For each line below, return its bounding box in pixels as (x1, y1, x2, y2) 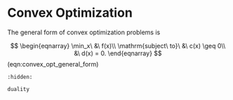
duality (7, 85, 30, 92)
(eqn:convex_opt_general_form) (7, 59, 99, 68)
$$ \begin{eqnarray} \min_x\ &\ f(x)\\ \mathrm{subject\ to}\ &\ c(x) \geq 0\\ (10, 41, 226, 50)
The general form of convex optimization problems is (7, 28, 161, 36)
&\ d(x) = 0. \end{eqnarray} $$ (73, 49, 163, 57)
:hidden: (7, 73, 33, 80)
